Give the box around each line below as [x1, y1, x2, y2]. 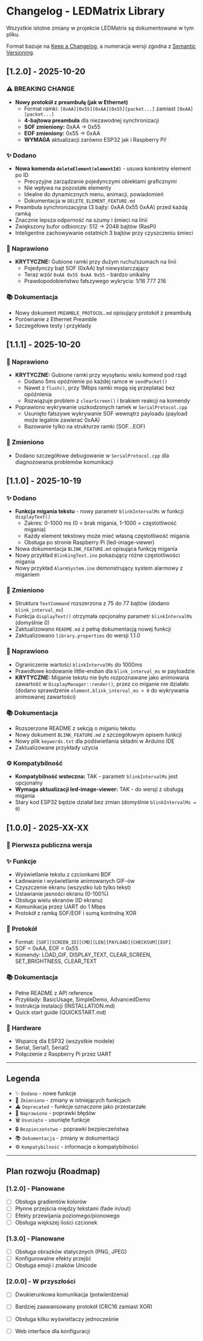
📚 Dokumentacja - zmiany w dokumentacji [14, 1134, 120, 1142]
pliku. [6, 30, 20, 38]
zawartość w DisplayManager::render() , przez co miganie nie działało [14, 680, 189, 687]
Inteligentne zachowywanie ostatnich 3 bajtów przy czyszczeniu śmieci [14, 229, 193, 236]
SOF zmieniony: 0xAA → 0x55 [24, 123, 101, 130]
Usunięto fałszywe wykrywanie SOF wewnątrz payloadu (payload [24, 410, 188, 418]
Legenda [6, 1074, 40, 1084]
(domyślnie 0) [14, 619, 50, 627]
